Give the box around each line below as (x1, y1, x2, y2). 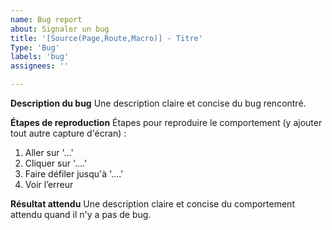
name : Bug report (10, 14, 83, 25)
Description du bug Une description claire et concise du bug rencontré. (10, 97, 307, 109)
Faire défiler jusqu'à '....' (24, 168, 124, 180)
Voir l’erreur (24, 179, 74, 190)
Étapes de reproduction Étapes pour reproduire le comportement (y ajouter (10, 117, 323, 128)
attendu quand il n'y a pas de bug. (10, 209, 152, 220)
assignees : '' (10, 61, 70, 71)
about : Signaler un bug (10, 24, 110, 34)
